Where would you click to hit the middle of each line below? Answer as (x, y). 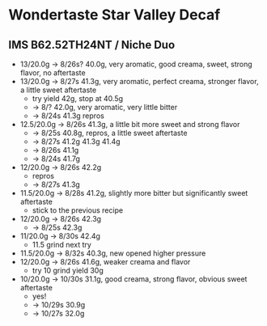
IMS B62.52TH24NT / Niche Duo (92, 45)
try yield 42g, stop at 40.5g (78, 98)
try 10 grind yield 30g (68, 270)
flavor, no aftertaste (53, 73)
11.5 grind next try (61, 245)
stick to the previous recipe (78, 210)
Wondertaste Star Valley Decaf (114, 15)
